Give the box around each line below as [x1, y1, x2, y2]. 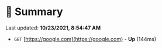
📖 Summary [5, 5, 63, 19]
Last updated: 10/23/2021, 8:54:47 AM [5, 24, 101, 31]
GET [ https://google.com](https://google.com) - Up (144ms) [13, 35, 157, 42]
